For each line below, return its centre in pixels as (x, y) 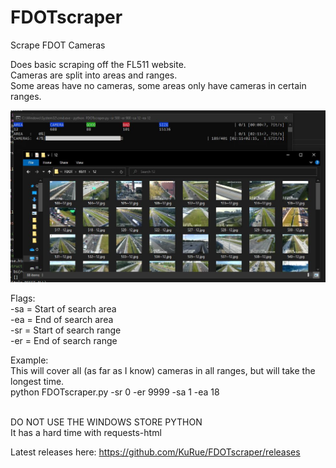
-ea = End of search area (62, 320)
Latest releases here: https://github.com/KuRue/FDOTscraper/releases (155, 452)
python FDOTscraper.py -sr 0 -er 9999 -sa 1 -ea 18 (115, 392)
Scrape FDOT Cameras (58, 45)
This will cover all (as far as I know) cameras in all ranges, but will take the (163, 371)
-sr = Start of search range (66, 330)
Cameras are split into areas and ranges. (94, 75)
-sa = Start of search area (63, 309)
